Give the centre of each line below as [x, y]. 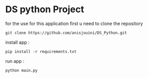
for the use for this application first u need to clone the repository [74, 23]
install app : [17, 42]
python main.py [22, 70]
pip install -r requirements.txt [41, 51]
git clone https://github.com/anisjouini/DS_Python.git [66, 33]
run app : [15, 61]
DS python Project [45, 9]
